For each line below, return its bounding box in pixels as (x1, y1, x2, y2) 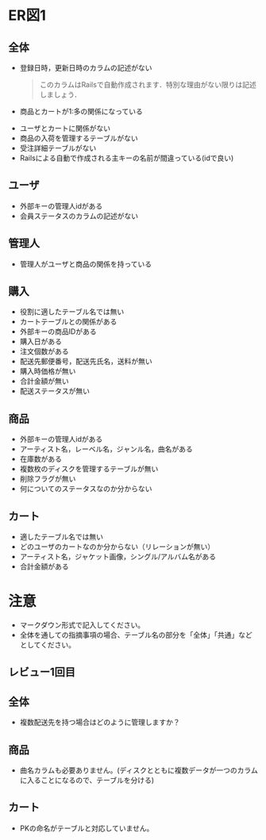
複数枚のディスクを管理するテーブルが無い (19, 464, 159, 474)
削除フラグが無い (19, 474, 76, 484)
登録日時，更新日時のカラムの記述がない (19, 63, 152, 72)
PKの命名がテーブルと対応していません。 (19, 823, 154, 833)
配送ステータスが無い (19, 386, 90, 396)
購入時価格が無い (19, 366, 76, 376)
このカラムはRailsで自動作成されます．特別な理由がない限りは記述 (39, 80, 256, 89)
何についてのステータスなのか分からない (19, 484, 152, 493)
